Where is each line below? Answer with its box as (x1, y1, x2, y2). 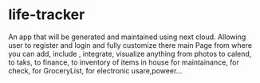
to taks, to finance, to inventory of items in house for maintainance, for (8, 57, 239, 67)
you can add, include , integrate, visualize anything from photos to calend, (8, 49, 252, 58)
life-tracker (8, 6, 85, 24)
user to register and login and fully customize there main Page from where (8, 40, 253, 49)
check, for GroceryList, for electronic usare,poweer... (8, 65, 183, 75)
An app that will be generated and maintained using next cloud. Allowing (8, 32, 246, 41)
